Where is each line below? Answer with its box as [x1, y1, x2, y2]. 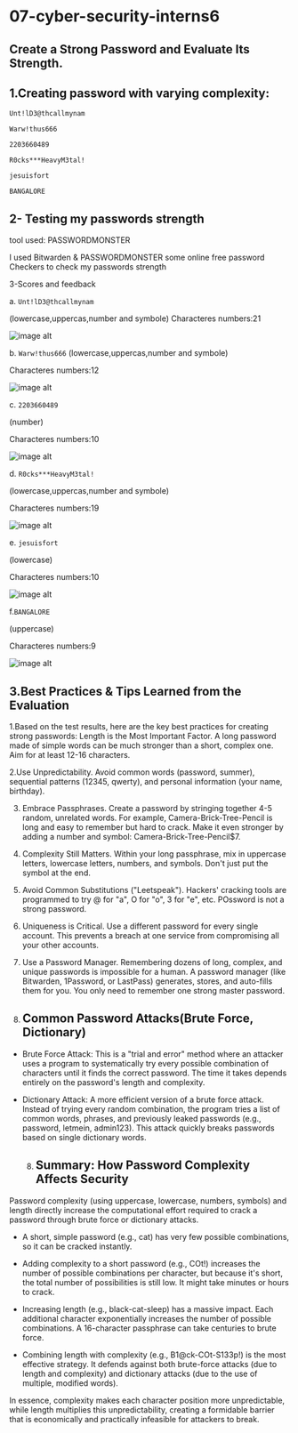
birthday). [9, 785, 45, 797]
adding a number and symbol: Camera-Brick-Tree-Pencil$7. [21, 832, 241, 842]
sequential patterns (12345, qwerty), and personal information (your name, [9, 777, 283, 787]
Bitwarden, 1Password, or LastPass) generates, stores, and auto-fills [21, 976, 273, 986]
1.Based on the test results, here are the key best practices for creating [9, 721, 269, 732]
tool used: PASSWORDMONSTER [9, 235, 131, 246]
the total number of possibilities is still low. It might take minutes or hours [21, 1276, 289, 1287]
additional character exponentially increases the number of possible [21, 1313, 271, 1324]
